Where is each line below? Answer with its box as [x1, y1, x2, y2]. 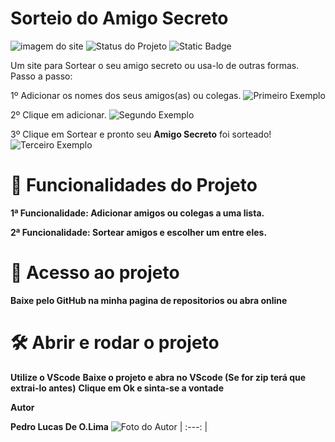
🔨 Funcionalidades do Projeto [10, 174, 258, 197]
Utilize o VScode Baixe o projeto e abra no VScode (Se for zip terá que [10, 371, 307, 383]
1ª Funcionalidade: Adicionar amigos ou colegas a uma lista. [10, 207, 265, 219]
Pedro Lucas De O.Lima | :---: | [10, 420, 208, 432]
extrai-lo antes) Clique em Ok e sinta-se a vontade [10, 382, 224, 394]
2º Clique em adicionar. [10, 108, 107, 121]
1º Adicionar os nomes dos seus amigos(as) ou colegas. [10, 89, 242, 101]
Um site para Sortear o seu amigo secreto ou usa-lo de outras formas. [10, 59, 300, 71]
